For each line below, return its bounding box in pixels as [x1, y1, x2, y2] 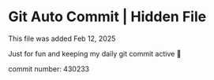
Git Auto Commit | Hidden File [8, 8, 207, 26]
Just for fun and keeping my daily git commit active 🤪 [8, 49, 182, 58]
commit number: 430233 [8, 64, 89, 74]
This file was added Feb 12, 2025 [8, 34, 116, 43]
